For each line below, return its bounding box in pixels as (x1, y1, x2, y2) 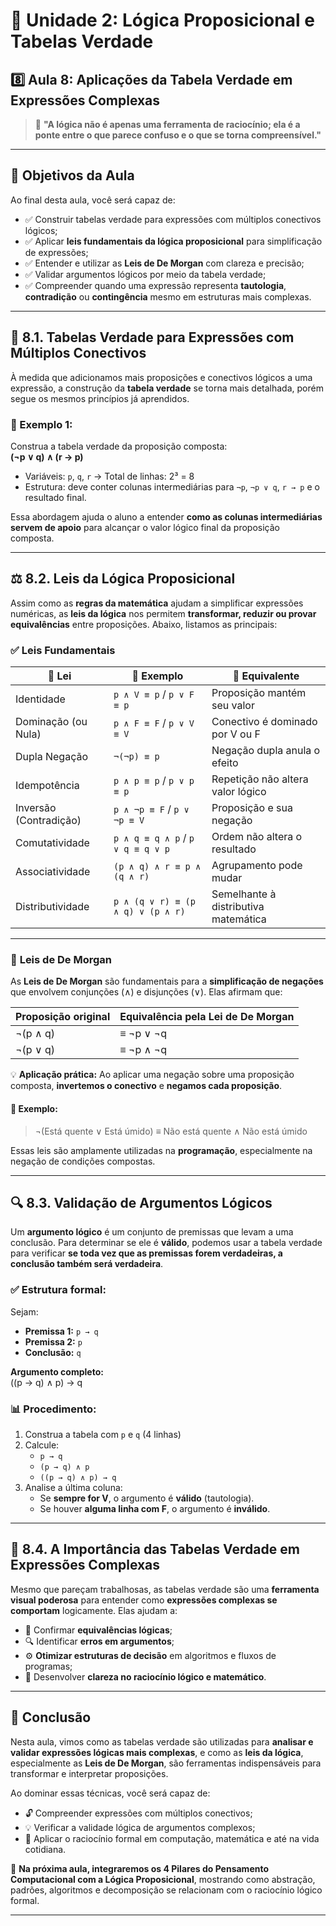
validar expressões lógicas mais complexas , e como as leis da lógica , (10, 1746, 304, 1758)
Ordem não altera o (211, 830, 303, 844)
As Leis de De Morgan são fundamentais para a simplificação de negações (10, 975, 324, 988)
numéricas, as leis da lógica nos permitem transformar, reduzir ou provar (10, 607, 317, 619)
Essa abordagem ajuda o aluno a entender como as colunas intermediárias (10, 510, 323, 523)
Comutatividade (15, 836, 90, 850)
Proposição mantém (211, 686, 307, 700)
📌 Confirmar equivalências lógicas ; (24, 1624, 173, 1636)
